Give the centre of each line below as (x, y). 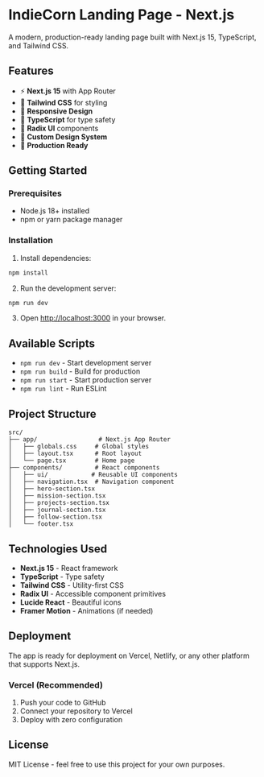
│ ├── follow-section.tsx (56, 517)
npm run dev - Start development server (86, 363)
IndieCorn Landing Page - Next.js (122, 15)
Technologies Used (58, 549)
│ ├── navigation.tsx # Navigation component (91, 482)
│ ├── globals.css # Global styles (79, 447)
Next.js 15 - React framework (69, 568)
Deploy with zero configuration (71, 720)
